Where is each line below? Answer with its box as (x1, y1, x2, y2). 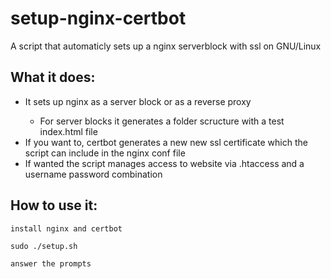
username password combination (24, 168, 163, 180)
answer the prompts (10, 258, 92, 269)
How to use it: (10, 197, 98, 214)
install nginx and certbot (10, 223, 123, 234)
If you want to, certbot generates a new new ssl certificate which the (24, 136, 308, 148)
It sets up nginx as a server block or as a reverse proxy (24, 95, 252, 107)
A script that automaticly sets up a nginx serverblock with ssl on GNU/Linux (10, 40, 322, 52)
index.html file (39, 125, 98, 137)
